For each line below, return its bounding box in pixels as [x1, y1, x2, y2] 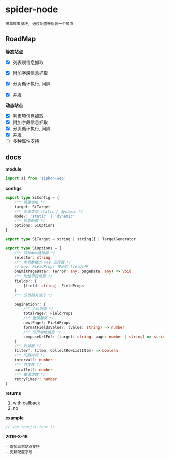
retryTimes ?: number [14, 376, 57, 382]
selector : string [14, 255, 51, 260]
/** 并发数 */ [14, 362, 42, 368]
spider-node [5, 4, 58, 15]
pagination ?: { [14, 302, 46, 307]
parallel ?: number [14, 367, 53, 372]
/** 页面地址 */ [14, 200, 45, 205]
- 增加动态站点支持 [5, 444, 40, 449]
